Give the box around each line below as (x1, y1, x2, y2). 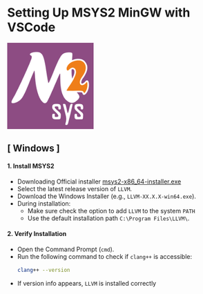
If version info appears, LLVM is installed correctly (17, 279, 157, 287)
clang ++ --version (17, 266, 70, 273)
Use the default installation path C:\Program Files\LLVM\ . (27, 214, 190, 222)
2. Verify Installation (7, 230, 67, 238)
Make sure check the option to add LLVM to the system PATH (27, 206, 195, 215)
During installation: (17, 199, 71, 208)
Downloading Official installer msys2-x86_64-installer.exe (17, 177, 182, 186)
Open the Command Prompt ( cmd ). (17, 245, 115, 253)
